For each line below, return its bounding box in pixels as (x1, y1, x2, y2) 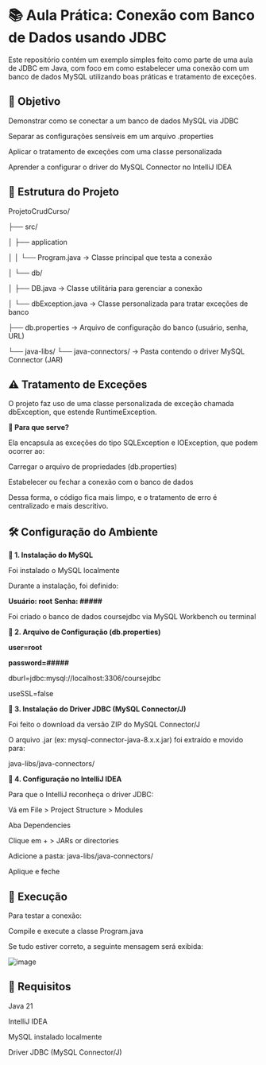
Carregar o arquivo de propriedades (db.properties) (8, 462, 177, 471)
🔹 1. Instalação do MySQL (8, 550, 94, 560)
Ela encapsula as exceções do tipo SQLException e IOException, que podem (8, 438, 258, 447)
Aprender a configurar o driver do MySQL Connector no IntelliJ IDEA (8, 162, 233, 172)
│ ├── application (8, 237, 67, 246)
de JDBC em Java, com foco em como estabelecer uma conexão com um (8, 63, 249, 72)
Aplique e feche (8, 867, 60, 877)
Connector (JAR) (8, 354, 64, 364)
